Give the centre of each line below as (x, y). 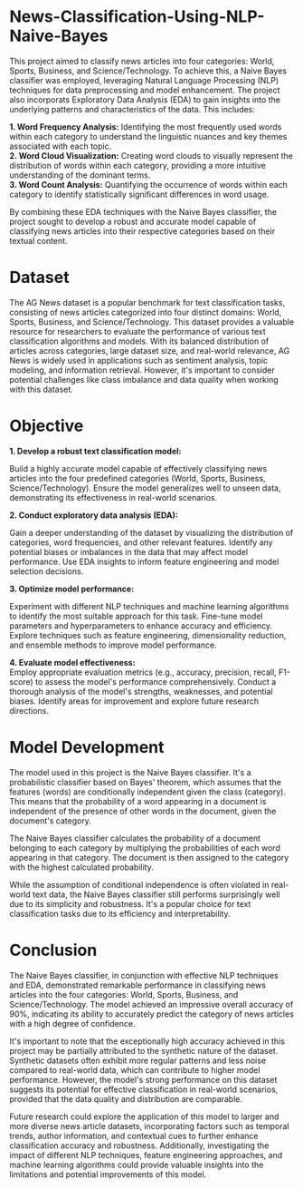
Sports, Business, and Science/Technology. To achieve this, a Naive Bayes (148, 71)
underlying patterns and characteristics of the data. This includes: (133, 109)
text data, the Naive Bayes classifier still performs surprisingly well (156, 894)
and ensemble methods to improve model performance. (113, 645)
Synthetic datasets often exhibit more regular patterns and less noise (138, 1060)
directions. (29, 710)
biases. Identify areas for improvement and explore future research (134, 701)
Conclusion (53, 950)
